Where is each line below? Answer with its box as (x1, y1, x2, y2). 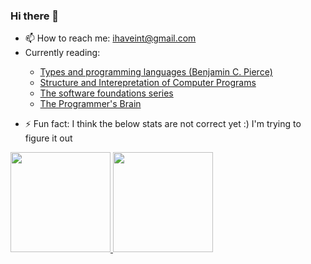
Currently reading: (24, 47, 101, 59)
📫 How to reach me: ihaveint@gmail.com (24, 32, 197, 44)
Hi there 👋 (10, 9, 60, 23)
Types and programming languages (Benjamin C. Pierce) (39, 66, 273, 78)
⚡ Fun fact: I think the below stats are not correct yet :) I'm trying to (24, 118, 302, 130)
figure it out (24, 132, 73, 144)
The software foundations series (39, 87, 174, 99)
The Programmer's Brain (39, 98, 142, 110)
